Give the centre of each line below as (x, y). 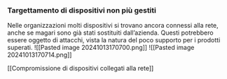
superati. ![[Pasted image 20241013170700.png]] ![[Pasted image (101, 48)
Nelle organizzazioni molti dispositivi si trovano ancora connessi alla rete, (113, 26)
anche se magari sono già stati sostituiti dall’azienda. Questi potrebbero (110, 33)
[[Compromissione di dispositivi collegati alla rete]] (81, 69)
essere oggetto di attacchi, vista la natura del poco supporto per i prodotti (114, 40)
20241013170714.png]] (40, 55)
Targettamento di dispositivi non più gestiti (82, 10)
